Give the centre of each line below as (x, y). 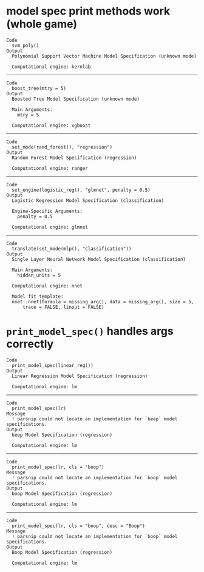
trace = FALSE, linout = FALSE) (63, 307)
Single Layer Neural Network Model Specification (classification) (99, 259)
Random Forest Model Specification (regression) (74, 158)
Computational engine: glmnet (50, 227)
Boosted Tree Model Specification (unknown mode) (76, 99)
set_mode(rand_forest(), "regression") (62, 147)
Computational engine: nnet (47, 286)
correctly (30, 344)
